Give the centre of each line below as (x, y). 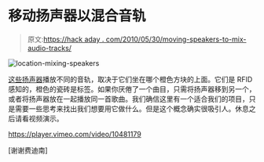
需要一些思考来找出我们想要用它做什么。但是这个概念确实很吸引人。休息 (132, 108)
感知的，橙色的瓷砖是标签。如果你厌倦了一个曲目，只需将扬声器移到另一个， (132, 89)
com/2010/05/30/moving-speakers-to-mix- (176, 39)
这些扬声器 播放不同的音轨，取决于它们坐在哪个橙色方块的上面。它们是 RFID (130, 79)
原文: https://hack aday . (66, 39)
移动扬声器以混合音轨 (77, 16)
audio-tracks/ (49, 48)
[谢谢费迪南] (28, 150)
